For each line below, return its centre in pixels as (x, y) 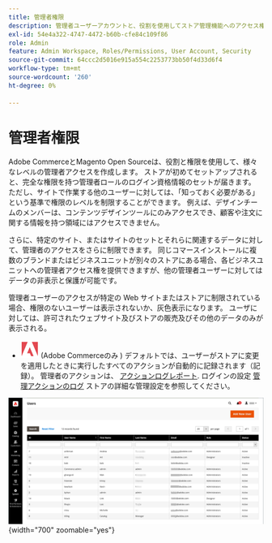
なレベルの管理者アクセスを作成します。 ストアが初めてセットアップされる (133, 172)
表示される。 (30, 328)
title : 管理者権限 (36, 17)
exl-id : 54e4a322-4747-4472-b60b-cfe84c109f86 (88, 34)
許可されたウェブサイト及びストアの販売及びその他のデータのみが (153, 318)
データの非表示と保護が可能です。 (65, 281)
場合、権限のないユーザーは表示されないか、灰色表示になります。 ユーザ (130, 308)
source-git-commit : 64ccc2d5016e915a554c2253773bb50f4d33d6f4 (115, 60)
